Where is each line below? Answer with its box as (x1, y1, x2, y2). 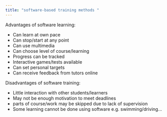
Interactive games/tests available (12, 59, 83, 65)
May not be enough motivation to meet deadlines (12, 95, 116, 101)
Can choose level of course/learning (12, 48, 89, 54)
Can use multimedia (12, 42, 55, 49)
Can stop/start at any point (12, 37, 69, 43)
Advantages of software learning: (5, 22, 76, 28)
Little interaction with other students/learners (12, 89, 108, 95)
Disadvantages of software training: (5, 80, 81, 86)
